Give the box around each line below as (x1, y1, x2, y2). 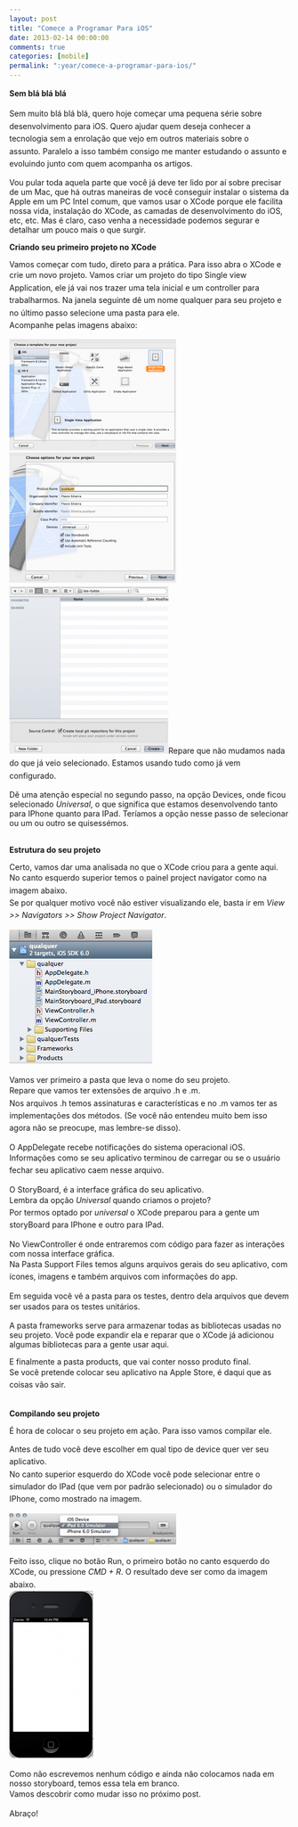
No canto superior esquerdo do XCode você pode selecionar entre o (9, 1469, 261, 1479)
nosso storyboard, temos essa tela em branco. (9, 1778, 180, 1789)
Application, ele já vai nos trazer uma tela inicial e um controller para (9, 282, 260, 293)
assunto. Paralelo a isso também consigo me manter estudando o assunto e (9, 145, 287, 156)
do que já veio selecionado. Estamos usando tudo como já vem (9, 758, 241, 768)
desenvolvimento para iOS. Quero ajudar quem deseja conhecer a (9, 120, 251, 131)
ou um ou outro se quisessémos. (9, 818, 129, 829)
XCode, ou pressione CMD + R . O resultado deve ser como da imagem (9, 1567, 269, 1577)
